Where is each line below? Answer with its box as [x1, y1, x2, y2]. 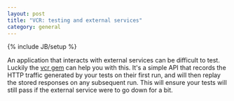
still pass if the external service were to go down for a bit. [7, 86, 173, 95]
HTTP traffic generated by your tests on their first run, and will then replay [7, 71, 221, 79]
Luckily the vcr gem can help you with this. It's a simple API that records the [7, 64, 226, 72]
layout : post [7, 10, 46, 18]
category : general [7, 23, 61, 30]
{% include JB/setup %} [7, 43, 77, 51]
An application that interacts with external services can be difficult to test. [7, 56, 221, 65]
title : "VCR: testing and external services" [7, 17, 142, 24]
